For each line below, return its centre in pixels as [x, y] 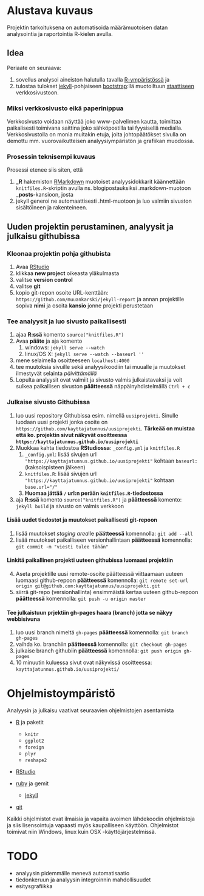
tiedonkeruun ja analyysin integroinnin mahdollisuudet [83, 880]
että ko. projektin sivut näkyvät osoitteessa [71, 435]
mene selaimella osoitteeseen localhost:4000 [73, 360]
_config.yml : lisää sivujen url [60, 454]
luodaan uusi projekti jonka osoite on [62, 422]
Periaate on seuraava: [34, 68]
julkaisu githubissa [43, 236]
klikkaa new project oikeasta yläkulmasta [67, 273]
